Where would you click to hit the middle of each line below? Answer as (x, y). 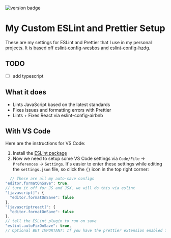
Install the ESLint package (40, 153)
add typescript (28, 76)
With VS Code (28, 131)
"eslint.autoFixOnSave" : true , (38, 226)
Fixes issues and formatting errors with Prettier (62, 110)
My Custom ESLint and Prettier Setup (85, 28)
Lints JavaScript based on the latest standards (61, 105)
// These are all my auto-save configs (52, 179)
